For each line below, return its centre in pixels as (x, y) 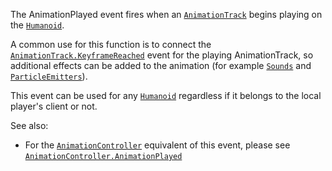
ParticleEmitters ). (49, 76)
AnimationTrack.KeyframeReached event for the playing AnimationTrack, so (162, 55)
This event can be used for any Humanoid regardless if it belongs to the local (166, 95)
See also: (29, 125)
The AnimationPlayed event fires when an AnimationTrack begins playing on (166, 14)
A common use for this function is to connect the (111, 44)
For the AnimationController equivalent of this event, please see (157, 145)
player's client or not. (54, 106)
